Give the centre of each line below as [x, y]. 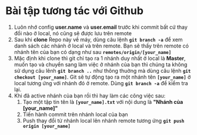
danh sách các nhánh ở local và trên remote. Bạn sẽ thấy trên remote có [101, 46]
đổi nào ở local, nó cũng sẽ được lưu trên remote [73, 33]
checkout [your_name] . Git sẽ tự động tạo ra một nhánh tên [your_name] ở [102, 77]
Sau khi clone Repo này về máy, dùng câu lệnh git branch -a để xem [98, 39]
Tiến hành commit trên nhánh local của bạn [75, 114]
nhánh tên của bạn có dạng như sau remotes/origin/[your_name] [93, 52]
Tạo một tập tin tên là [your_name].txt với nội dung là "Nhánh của [103, 102]
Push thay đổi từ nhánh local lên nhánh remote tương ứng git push [103, 120]
